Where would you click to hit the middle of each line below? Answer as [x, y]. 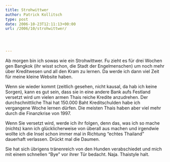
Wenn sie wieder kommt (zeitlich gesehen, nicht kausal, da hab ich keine [81, 87]
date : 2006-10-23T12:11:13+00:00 [41, 24]
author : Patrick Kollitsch [34, 15]
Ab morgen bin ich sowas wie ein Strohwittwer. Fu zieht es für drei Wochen [84, 61]
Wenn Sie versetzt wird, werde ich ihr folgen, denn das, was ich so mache [82, 123]
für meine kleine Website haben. [39, 77]
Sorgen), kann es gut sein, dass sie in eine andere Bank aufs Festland [78, 92]
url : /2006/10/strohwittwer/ [36, 29]
